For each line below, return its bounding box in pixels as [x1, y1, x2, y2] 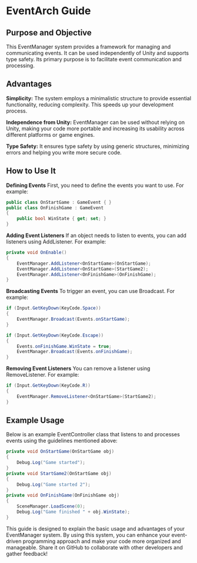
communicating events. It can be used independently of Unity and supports [6, 50, 189, 57]
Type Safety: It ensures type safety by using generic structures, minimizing [6, 143, 189, 150]
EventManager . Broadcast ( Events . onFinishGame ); [16, 349, 133, 355]
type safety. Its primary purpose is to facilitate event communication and [6, 56, 182, 62]
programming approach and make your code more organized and [22, 538, 181, 545]
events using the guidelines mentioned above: [6, 437, 118, 445]
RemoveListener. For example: [6, 371, 79, 378]
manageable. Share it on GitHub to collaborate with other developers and [6, 544, 183, 551]
